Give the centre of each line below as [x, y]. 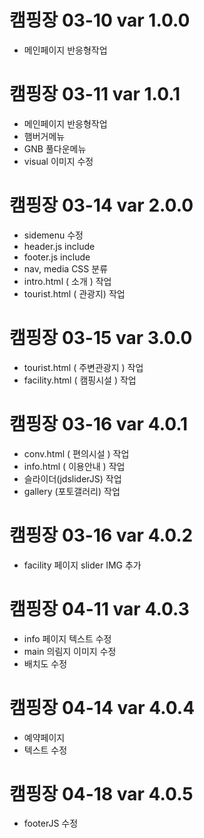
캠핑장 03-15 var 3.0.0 [101, 338]
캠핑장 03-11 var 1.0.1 [95, 94]
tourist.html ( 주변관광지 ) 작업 [83, 367]
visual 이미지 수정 [58, 161]
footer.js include [57, 257]
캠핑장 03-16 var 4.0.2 [101, 535]
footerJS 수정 [51, 823]
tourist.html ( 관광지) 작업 [74, 293]
